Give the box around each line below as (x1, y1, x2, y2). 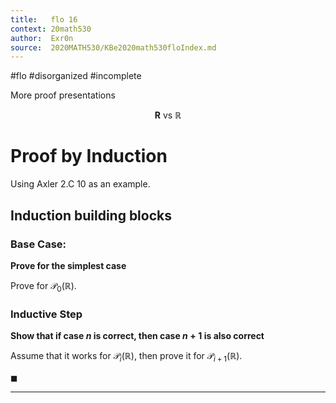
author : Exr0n (10, 33, 74, 43)
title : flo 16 (10, 14, 78, 25)
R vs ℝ (154, 109, 182, 121)
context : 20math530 (10, 24, 92, 34)
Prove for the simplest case (10, 259, 127, 271)
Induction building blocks (10, 207, 172, 224)
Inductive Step (10, 307, 83, 321)
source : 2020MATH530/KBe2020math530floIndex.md (10, 42, 217, 53)
